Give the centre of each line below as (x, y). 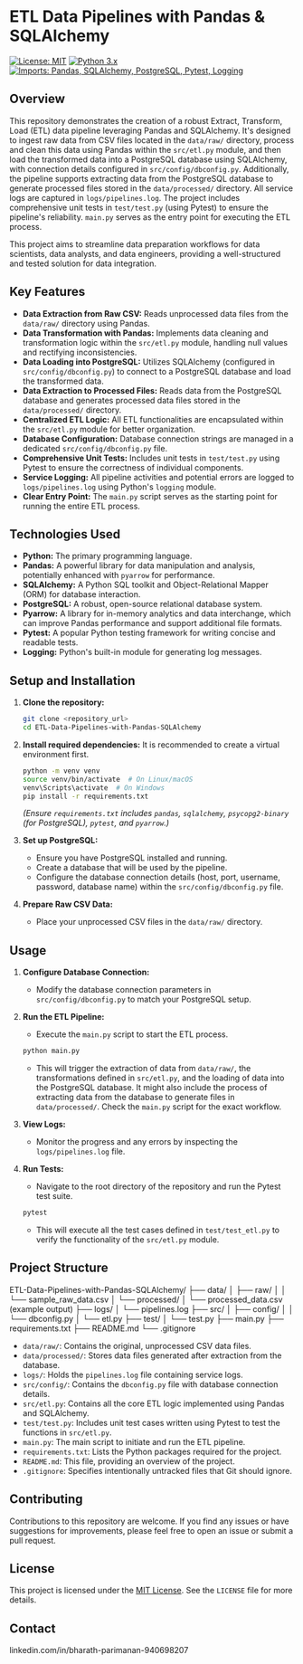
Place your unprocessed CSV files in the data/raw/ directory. (149, 922)
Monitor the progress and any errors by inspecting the (137, 1142)
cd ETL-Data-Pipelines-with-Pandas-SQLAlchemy (112, 727)
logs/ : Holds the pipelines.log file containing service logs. (133, 1374)
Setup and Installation (72, 680)
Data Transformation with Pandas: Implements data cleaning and (145, 333)
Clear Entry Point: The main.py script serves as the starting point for (150, 496)
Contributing (46, 1499)
